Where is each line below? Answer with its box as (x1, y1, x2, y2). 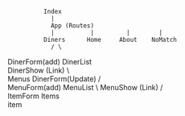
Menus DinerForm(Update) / (7, 74, 101, 84)
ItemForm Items (7, 91, 60, 101)
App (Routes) (50, 22, 94, 30)
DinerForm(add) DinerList (7, 57, 92, 66)
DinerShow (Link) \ (7, 65, 70, 75)
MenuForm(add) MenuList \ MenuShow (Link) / (7, 83, 163, 92)
